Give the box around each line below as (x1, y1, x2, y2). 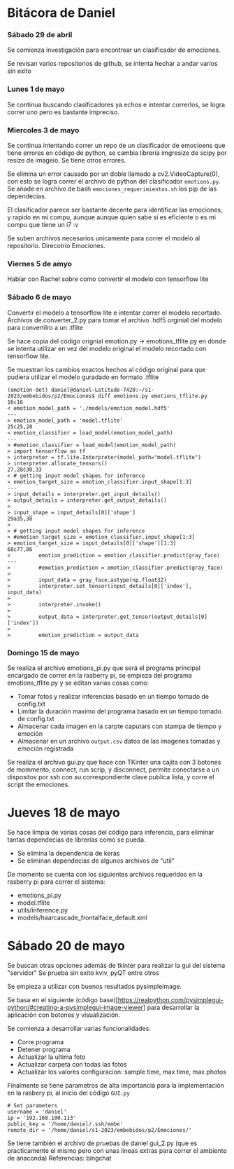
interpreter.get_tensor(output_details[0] (82, 613, 208, 620)
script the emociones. (7, 780, 70, 788)
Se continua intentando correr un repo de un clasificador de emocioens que (7, 142, 226, 150)
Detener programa (17, 1045, 71, 1053)
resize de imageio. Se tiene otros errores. (7, 156, 126, 165)
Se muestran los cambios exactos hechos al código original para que (7, 365, 206, 374)
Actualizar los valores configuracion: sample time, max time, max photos (17, 1067, 227, 1076)
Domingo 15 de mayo (7, 648, 80, 657)
